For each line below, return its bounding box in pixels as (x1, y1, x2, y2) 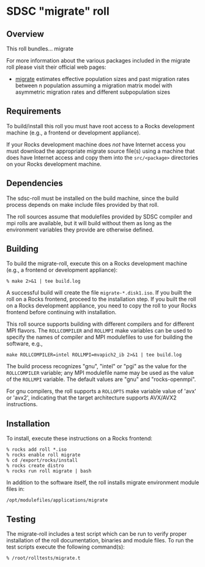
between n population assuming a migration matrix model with (15, 82, 173, 89)
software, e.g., (6, 340, 43, 347)
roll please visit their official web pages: (6, 63, 106, 71)
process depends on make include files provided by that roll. (6, 201, 159, 208)
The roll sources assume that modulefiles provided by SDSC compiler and (6, 213, 193, 220)
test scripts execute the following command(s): (6, 543, 125, 550)
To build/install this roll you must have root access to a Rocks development (6, 122, 195, 129)
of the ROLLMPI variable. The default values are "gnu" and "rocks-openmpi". (6, 376, 196, 383)
